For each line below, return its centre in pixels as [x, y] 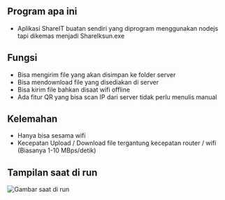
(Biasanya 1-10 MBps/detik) [57, 150]
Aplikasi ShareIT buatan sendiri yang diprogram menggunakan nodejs [118, 28]
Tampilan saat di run [52, 172]
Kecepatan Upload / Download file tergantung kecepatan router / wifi [117, 143]
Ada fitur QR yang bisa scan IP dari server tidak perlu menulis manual [117, 97]
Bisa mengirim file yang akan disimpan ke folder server [96, 74]
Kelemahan [32, 119]
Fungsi [22, 58]
